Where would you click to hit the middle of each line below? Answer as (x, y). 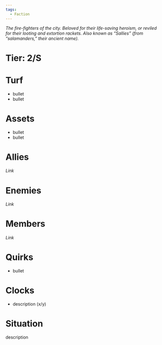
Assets (20, 119)
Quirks (20, 258)
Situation (24, 323)
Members (25, 224)
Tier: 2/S (24, 58)
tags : (11, 10)
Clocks (20, 291)
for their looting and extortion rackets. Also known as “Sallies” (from (74, 33)
